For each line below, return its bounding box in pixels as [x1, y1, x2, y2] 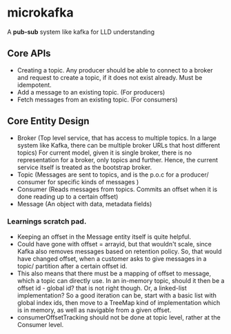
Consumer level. [17, 320, 64, 328]
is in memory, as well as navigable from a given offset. [17, 306, 172, 314]
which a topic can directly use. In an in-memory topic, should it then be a [17, 276, 225, 284]
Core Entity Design [7, 115, 90, 127]
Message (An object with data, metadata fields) [17, 199, 152, 208]
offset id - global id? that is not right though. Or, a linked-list [17, 284, 188, 292]
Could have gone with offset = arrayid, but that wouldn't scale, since [17, 239, 212, 248]
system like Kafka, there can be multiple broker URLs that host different [17, 141, 221, 149]
